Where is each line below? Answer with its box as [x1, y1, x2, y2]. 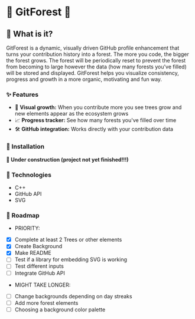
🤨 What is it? [6, 29, 53, 39]
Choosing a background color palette [14, 306, 106, 313]
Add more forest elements [14, 299, 79, 306]
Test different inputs [14, 262, 64, 270]
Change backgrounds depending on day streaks [14, 292, 132, 300]
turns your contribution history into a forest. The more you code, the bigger [6, 51, 189, 58]
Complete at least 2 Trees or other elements [14, 236, 122, 244]
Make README [14, 249, 52, 256]
